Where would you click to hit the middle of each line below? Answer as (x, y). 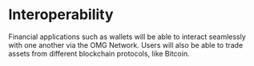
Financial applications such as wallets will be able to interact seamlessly (127, 37)
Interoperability (61, 15)
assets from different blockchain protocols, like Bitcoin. (99, 53)
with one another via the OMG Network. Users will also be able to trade (126, 45)
